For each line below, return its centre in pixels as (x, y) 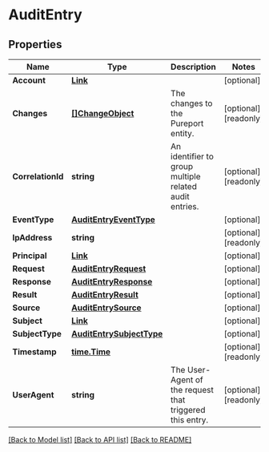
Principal (30, 256)
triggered (188, 410)
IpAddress (32, 238)
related (184, 186)
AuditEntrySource (106, 308)
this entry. (190, 420)
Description (193, 67)
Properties (35, 44)
